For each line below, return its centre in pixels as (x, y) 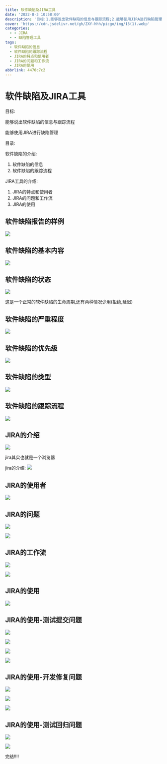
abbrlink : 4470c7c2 (25, 70)
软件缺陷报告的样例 (35, 222)
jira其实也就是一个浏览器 (30, 457)
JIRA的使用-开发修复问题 (43, 677)
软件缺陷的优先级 (31, 348)
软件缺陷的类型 (28, 377)
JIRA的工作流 (26, 553)
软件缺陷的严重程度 (35, 319)
